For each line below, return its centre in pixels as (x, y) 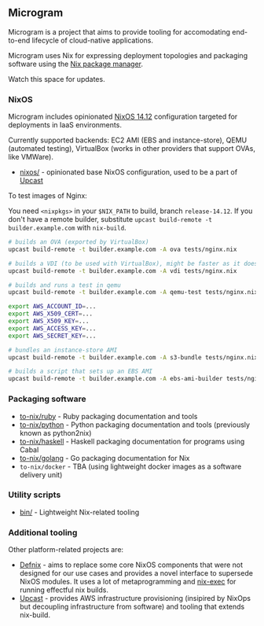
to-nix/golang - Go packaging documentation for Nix (104, 458)
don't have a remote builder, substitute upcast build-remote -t (110, 219)
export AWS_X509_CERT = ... (50, 314)
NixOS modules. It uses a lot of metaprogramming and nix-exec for (128, 582)
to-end (19, 40)
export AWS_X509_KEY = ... (49, 322)
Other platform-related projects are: (66, 550)
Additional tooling (43, 532)
